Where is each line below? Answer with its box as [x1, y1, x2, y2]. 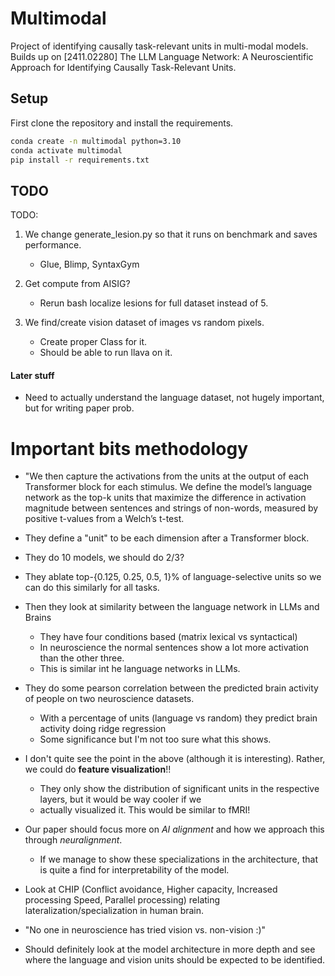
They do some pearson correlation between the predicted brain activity [24, 682, 319, 694]
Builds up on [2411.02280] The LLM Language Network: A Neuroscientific [10, 50, 314, 62]
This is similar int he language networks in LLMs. [39, 663, 241, 675]
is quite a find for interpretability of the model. [39, 864, 230, 876]
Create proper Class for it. [39, 336, 148, 348]
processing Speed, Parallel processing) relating [24, 894, 221, 906]
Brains [24, 612, 52, 624]
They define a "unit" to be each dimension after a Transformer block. [24, 532, 310, 544]
